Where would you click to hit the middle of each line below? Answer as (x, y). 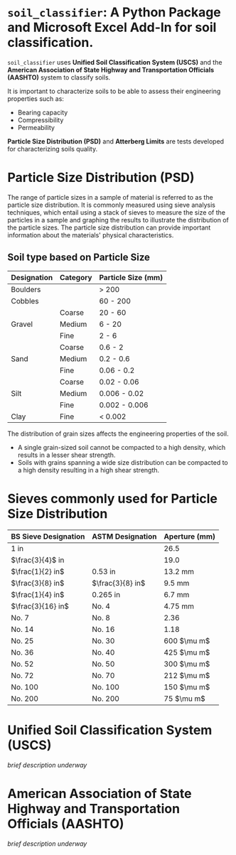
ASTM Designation (124, 537)
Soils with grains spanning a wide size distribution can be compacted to (123, 463)
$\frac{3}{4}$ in (38, 560)
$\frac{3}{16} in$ (40, 606)
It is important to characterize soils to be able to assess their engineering (114, 91)
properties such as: (36, 98)
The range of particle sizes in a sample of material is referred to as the (110, 197)
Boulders (26, 289)
